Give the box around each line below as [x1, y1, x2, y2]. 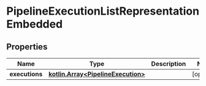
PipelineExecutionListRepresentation [6, 4, 200, 18]
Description [151, 60, 186, 68]
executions [9, 70, 43, 78]
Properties [6, 41, 48, 52]
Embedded [6, 17, 63, 31]
